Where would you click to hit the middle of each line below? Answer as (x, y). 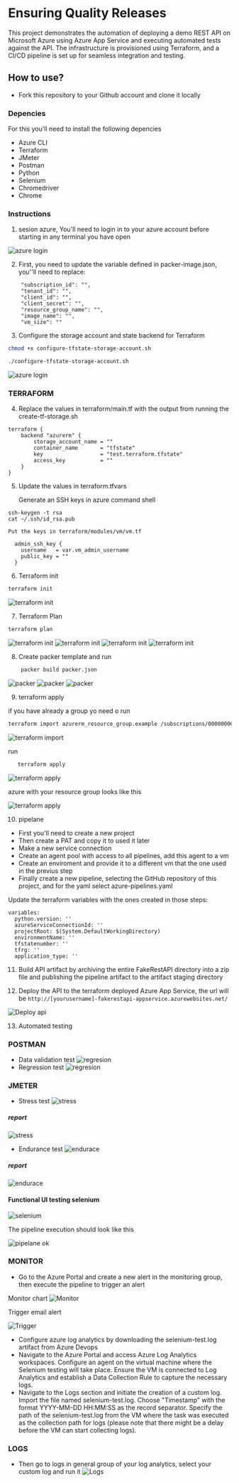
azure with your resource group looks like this (75, 791)
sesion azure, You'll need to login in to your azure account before (113, 230)
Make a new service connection (65, 848)
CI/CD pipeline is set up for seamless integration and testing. (97, 55)
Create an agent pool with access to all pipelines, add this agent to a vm (123, 855)
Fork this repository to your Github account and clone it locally (109, 95)
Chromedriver (39, 188)
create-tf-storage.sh (48, 417)
